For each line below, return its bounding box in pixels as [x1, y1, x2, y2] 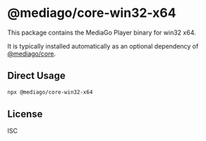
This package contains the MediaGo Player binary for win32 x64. [7, 28, 196, 37]
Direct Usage [7, 70, 66, 82]
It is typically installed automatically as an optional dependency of [7, 42, 199, 50]
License [7, 108, 43, 121]
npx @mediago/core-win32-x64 [7, 88, 93, 96]
